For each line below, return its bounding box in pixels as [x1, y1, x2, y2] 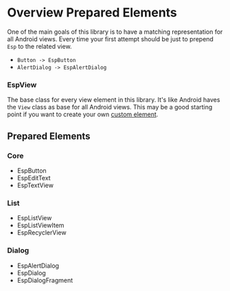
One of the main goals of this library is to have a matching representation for [7, 28, 223, 36]
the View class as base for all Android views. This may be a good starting [7, 103, 213, 111]
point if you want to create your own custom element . [7, 110, 159, 118]
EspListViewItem [16, 222, 65, 230]
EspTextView [16, 181, 54, 189]
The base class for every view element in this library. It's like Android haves [7, 96, 220, 104]
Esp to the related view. [7, 42, 72, 50]
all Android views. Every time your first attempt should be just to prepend [7, 34, 214, 43]
